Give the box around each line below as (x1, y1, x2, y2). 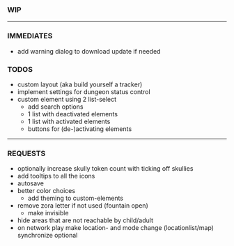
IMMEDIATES (7, 31, 53, 41)
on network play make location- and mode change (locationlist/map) (17, 224, 214, 232)
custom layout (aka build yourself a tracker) (17, 80, 143, 89)
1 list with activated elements (27, 117, 111, 125)
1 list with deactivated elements (27, 109, 118, 118)
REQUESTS (7, 148, 46, 158)
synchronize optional (17, 231, 78, 240)
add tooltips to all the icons (17, 172, 95, 180)
